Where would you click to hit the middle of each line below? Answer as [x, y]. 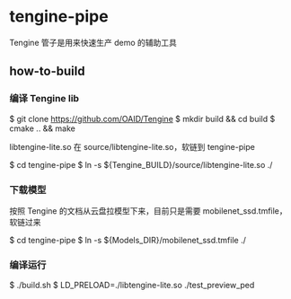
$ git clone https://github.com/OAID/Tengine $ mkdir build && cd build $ [142, 119]
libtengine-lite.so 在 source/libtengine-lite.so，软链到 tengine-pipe [132, 146]
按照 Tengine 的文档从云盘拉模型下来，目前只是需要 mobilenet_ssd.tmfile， [148, 211]
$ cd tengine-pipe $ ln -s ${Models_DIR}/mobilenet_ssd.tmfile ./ [128, 240]
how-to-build [47, 71]
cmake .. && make [43, 128]
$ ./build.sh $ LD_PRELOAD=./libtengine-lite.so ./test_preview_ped [132, 286]
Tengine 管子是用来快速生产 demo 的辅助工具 [93, 42]
